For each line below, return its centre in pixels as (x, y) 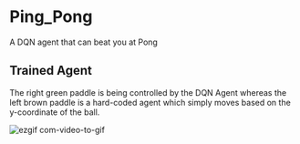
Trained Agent (51, 71)
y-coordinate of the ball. (55, 112)
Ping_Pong (51, 17)
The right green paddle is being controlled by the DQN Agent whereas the (148, 92)
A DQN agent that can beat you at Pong (83, 42)
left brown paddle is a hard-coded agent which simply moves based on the (150, 102)
